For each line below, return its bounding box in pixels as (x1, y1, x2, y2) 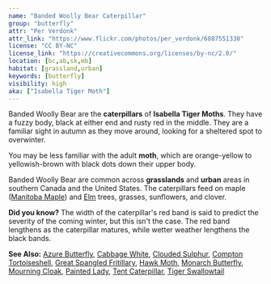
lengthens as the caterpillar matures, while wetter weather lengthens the (8, 225, 250, 235)
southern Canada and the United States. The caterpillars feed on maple (8, 184, 246, 193)
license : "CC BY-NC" (8, 42, 78, 50)
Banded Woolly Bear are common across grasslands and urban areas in (8, 175, 250, 184)
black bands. (8, 234, 52, 244)
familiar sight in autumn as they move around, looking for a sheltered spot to (8, 126, 263, 136)
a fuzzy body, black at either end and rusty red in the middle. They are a (8, 118, 249, 128)
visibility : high (8, 79, 67, 87)
